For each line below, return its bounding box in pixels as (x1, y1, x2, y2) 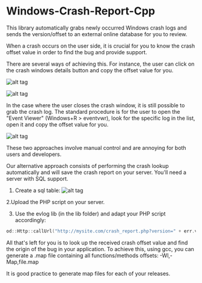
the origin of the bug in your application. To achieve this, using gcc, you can (6, 245, 194, 252)
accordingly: (14, 216, 46, 223)
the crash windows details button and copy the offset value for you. (6, 66, 174, 73)
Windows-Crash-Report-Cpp (6, 4, 155, 18)
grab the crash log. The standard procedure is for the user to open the (6, 108, 180, 115)
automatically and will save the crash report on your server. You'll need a (6, 169, 186, 176)
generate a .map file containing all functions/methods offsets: (6, 252, 159, 259)
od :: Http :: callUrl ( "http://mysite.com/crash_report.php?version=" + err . (6, 228, 195, 234)
